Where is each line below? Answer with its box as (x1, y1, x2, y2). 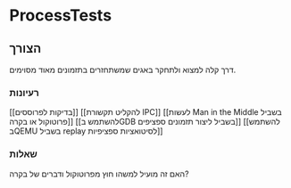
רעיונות (9, 86, 40, 99)
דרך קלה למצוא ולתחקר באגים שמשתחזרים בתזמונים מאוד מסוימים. (9, 64, 237, 75)
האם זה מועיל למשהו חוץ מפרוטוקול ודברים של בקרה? (9, 168, 189, 179)
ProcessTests (9, 5, 112, 26)
